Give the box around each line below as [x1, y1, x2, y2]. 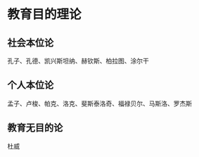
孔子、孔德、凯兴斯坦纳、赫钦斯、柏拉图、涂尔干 [7, 57, 149, 65]
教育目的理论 [7, 6, 82, 23]
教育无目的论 [7, 122, 63, 134]
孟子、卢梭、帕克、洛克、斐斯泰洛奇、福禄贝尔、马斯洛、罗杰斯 [7, 99, 192, 108]
